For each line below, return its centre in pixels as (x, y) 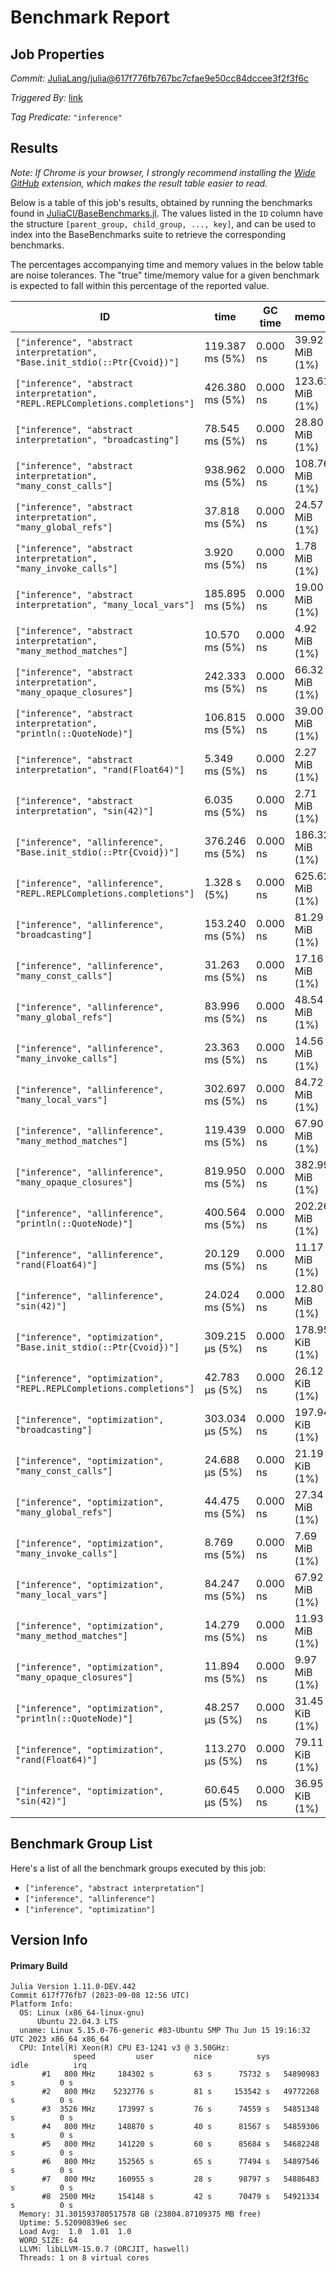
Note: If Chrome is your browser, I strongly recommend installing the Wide (163, 172)
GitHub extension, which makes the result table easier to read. (139, 183)
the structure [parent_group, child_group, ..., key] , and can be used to (163, 223)
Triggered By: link (46, 97)
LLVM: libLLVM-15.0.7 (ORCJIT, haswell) (104, 2249)
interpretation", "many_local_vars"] (105, 604)
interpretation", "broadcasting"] (97, 439)
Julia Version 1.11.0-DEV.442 (73, 1987)
